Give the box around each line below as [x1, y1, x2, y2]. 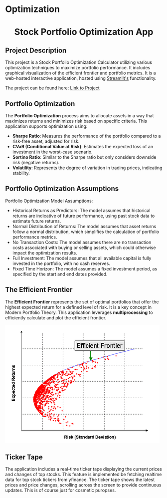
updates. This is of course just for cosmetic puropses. [5, 488, 116, 494]
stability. [12, 170, 30, 176]
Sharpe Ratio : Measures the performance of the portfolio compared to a [12, 133, 161, 139]
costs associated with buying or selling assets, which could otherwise [12, 245, 156, 250]
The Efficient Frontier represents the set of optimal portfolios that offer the [5, 298, 159, 305]
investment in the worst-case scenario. [12, 149, 93, 155]
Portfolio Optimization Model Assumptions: [5, 198, 93, 204]
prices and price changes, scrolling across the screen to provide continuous [5, 482, 162, 488]
